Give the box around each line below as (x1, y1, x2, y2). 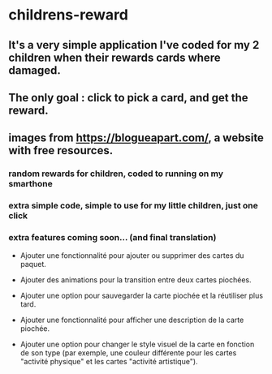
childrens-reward (8, 6, 128, 24)
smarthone (8, 178, 53, 190)
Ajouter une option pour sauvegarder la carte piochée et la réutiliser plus (19, 290, 264, 300)
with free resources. (8, 144, 114, 157)
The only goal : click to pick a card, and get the (8, 91, 249, 105)
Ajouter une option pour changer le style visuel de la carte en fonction (19, 339, 255, 349)
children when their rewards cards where (8, 50, 221, 64)
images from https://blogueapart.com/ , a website (8, 131, 264, 145)
